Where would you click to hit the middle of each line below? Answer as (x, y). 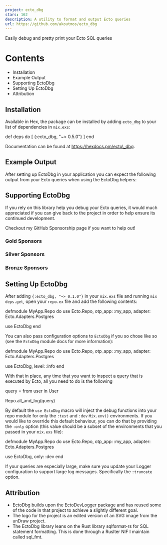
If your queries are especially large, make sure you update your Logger (78, 466)
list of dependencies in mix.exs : (38, 127)
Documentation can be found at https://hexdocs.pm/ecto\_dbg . (70, 146)
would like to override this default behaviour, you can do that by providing (81, 421)
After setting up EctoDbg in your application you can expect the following (80, 174)
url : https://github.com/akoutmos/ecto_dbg (51, 24)
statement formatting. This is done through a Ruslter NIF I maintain (81, 532)
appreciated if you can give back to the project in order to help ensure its (80, 213)
